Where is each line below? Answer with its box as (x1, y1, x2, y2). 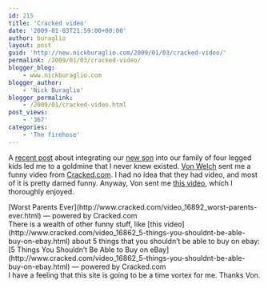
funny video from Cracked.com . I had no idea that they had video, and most (8, 170, 258, 179)
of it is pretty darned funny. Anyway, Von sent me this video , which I (8, 178, 234, 188)
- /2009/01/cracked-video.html (22, 101, 127, 109)
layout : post (8, 42, 52, 50)
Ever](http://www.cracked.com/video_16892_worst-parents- (58, 202, 258, 212)
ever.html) (8, 210, 42, 220)
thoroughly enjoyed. (8, 186, 74, 196)
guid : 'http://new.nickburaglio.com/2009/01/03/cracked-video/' (8, 49, 227, 57)
